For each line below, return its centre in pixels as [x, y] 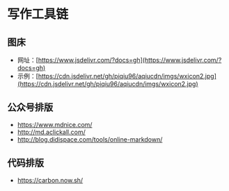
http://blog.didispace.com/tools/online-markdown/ [90, 139]
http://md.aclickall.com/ [51, 132]
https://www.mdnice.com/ [55, 124]
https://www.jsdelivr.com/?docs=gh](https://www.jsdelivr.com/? [130, 60]
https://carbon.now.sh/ [50, 180]
